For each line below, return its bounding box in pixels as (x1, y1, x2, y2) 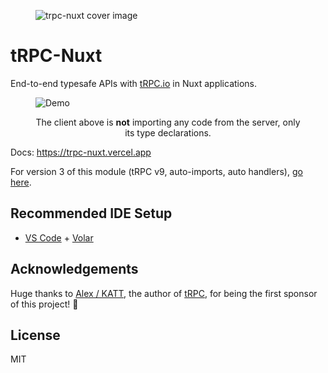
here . (10, 176, 32, 188)
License (10, 326, 61, 344)
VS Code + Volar (24, 231, 94, 244)
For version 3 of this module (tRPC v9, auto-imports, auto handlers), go (10, 165, 303, 177)
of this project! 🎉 (10, 298, 79, 310)
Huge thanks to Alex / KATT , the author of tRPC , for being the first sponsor (10, 287, 318, 299)
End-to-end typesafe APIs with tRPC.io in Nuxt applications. (10, 77, 258, 89)
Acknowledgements (10, 261, 139, 278)
